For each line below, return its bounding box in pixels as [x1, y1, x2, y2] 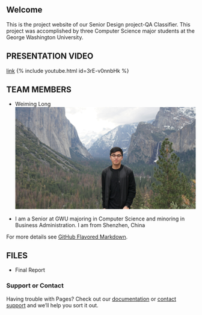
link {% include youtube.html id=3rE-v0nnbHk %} [6, 67, 129, 74]
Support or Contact [6, 281, 64, 290]
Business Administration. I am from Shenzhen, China [14, 221, 145, 228]
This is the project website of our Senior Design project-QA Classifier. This [6, 20, 191, 28]
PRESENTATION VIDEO [6, 51, 94, 61]
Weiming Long [14, 101, 51, 108]
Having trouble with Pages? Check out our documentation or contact [6, 295, 176, 302]
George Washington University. [6, 33, 84, 41]
